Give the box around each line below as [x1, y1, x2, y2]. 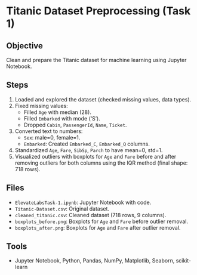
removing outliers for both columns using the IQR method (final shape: [14, 159, 188, 166]
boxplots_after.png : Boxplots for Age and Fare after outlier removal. [14, 224, 181, 231]
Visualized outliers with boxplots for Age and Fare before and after [14, 153, 177, 160]
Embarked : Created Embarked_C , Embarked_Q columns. [23, 140, 150, 147]
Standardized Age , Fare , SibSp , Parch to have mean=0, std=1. [14, 146, 163, 153]
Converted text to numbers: [14, 127, 83, 135]
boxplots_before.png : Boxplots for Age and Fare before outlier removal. [14, 218, 188, 225]
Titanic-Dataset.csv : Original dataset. [14, 205, 109, 212]
